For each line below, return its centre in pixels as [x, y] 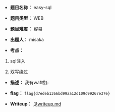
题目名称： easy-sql [31, 7]
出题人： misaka [27, 40]
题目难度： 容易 [26, 29]
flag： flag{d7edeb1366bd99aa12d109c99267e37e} [60, 93]
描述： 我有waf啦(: [29, 82]
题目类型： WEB [27, 18]
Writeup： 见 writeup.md [36, 104]
